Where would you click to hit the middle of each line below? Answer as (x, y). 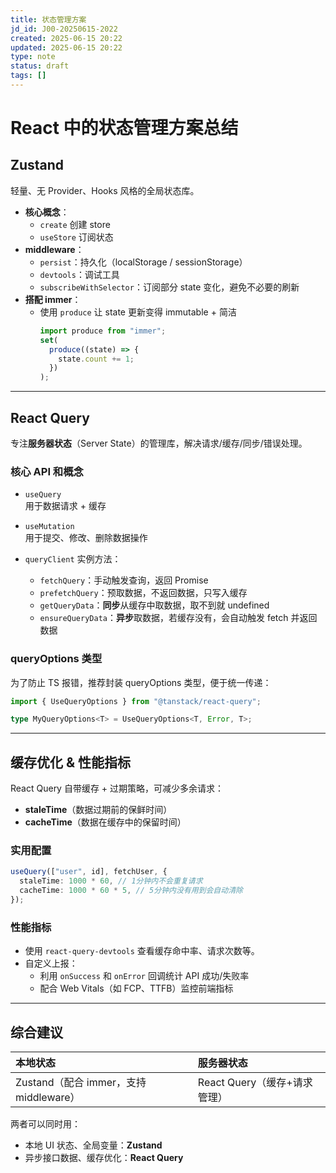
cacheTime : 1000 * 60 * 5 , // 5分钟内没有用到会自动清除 (131, 891)
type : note (33, 57)
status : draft (40, 66)
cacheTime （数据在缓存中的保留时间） (105, 822)
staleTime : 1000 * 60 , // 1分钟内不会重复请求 (111, 881)
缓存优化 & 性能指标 (71, 762)
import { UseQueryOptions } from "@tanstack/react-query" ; (136, 701)
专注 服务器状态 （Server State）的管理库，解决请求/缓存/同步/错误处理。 (159, 443)
